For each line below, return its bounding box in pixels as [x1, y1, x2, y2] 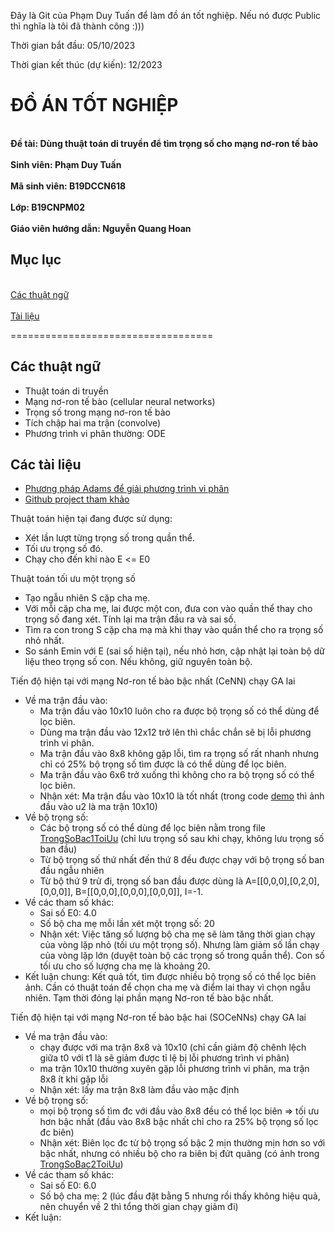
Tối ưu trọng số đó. [24, 543, 103, 555]
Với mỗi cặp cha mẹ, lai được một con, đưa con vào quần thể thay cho [24, 603, 313, 615]
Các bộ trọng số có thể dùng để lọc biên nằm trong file [39, 822, 266, 834]
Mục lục [10, 251, 62, 269]
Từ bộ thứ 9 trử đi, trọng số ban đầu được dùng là [39, 875, 243, 887]
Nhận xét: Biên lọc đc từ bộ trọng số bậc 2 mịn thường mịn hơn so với [39, 1137, 326, 1149]
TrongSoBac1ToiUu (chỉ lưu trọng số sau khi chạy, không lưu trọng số [39, 833, 325, 845]
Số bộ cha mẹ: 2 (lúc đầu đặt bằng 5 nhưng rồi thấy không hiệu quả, [39, 1190, 321, 1202]
